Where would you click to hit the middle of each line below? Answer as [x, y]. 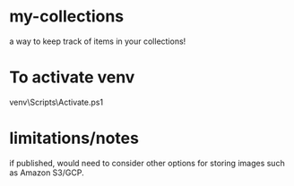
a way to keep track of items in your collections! [98, 41]
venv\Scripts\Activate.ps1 [56, 102]
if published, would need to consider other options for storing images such [147, 163]
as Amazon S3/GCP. [47, 173]
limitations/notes [74, 138]
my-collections [67, 17]
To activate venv [72, 77]
